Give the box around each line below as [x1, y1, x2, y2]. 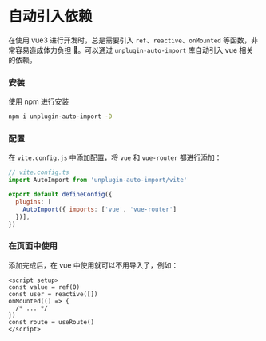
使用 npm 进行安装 [8, 97, 69, 106]
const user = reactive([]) [8, 290, 98, 298]
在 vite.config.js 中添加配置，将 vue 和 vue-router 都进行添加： [8, 153, 222, 162]
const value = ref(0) [8, 283, 81, 291]
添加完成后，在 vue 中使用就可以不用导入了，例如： [8, 260, 179, 270]
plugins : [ [15, 198, 52, 206]
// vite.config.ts [8, 169, 69, 176]
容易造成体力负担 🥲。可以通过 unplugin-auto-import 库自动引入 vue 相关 [14, 45, 254, 54]
